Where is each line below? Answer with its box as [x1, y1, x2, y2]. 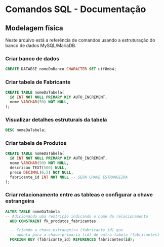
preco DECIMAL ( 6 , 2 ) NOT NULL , [10, 170, 73, 175]
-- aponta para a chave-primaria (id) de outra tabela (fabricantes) [10, 232, 159, 237]
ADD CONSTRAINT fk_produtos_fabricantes [10, 219, 96, 224]
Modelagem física [5, 24, 63, 32]
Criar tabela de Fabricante [5, 78, 71, 86]
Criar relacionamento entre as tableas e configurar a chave [5, 191, 153, 198]
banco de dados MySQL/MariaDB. [5, 43, 77, 49]
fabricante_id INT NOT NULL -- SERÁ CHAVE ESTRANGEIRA [10, 175, 128, 180]
